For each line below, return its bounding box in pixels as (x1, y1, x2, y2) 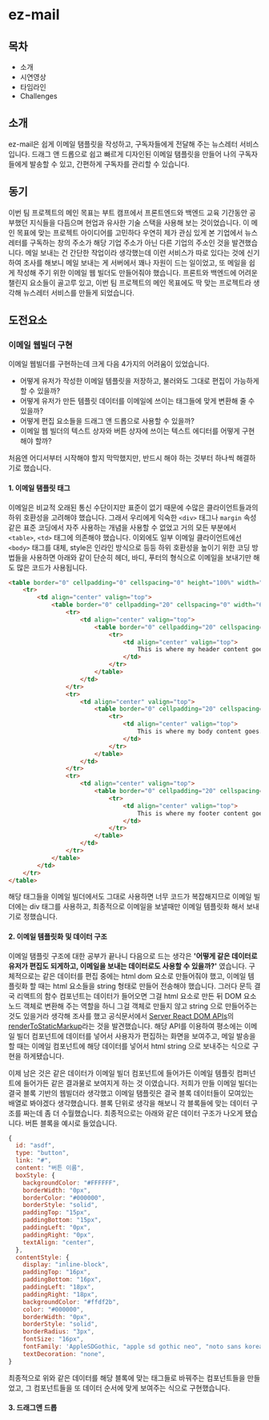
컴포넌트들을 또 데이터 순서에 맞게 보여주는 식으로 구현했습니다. (33, 1383, 231, 1393)
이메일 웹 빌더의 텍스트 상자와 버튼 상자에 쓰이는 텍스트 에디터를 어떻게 (19, 426, 240, 436)
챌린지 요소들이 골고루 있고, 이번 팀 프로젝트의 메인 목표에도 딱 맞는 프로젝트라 (8, 278, 252, 288)
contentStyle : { (15, 1253, 70, 1261)
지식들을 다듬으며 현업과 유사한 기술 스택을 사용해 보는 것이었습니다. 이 (29, 218, 250, 227)
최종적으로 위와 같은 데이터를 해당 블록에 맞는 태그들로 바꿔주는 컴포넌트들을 (8, 1373, 246, 1382)
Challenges (19, 91, 58, 101)
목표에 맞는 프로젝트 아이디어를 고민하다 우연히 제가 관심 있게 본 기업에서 (16, 227, 243, 237)
